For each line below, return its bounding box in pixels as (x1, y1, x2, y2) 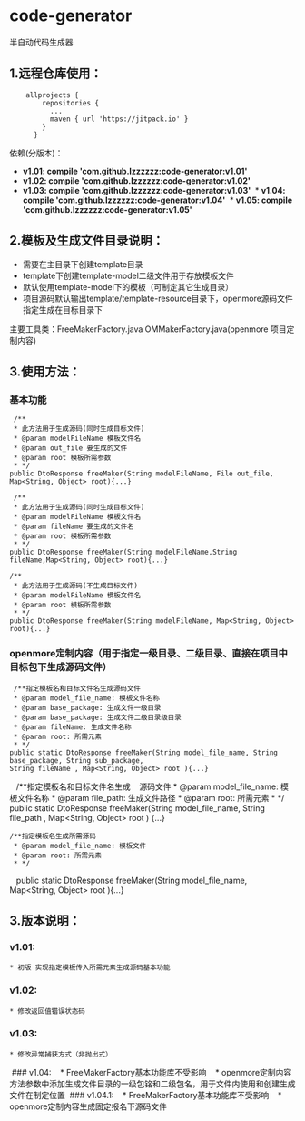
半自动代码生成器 (9, 36, 74, 47)
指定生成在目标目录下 (22, 304, 103, 315)
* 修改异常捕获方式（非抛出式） (9, 1049, 113, 1059)
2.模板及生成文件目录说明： (9, 233, 165, 248)
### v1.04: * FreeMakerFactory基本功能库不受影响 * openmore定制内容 (11, 1066, 292, 1077)
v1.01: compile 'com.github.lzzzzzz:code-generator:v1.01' (22, 165, 248, 176)
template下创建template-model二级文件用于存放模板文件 (22, 270, 234, 281)
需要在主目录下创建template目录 (22, 258, 143, 269)
